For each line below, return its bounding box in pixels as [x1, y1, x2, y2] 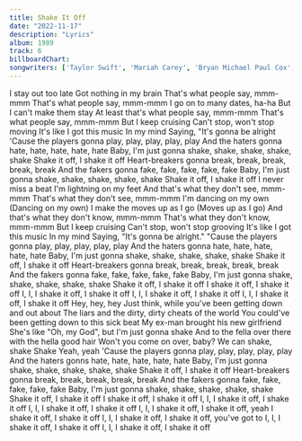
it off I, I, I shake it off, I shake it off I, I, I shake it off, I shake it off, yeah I [9, 402, 274, 413]
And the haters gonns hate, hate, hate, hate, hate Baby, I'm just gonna [9, 355, 268, 366]
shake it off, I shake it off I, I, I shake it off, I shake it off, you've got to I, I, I [9, 412, 281, 423]
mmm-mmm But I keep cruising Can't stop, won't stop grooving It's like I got [9, 221, 292, 232]
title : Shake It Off [9, 13, 87, 22]
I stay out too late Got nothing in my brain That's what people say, [9, 87, 253, 99]
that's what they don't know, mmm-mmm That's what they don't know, [9, 212, 271, 223]
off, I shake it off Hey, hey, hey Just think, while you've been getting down [9, 297, 283, 308]
